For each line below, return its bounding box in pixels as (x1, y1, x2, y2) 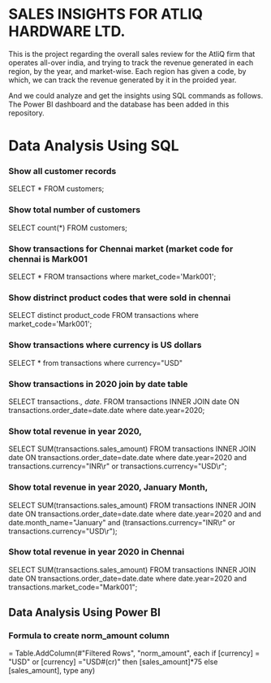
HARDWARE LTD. (8, 22, 126, 41)
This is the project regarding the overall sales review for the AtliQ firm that (8, 49, 256, 59)
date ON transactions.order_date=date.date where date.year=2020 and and (8, 509, 262, 519)
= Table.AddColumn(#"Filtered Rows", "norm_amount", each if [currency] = (8, 648, 260, 659)
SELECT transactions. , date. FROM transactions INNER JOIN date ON (8, 396, 240, 407)
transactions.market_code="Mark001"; (8, 582, 138, 592)
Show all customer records (8, 166, 117, 177)
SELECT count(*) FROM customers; (8, 223, 127, 233)
